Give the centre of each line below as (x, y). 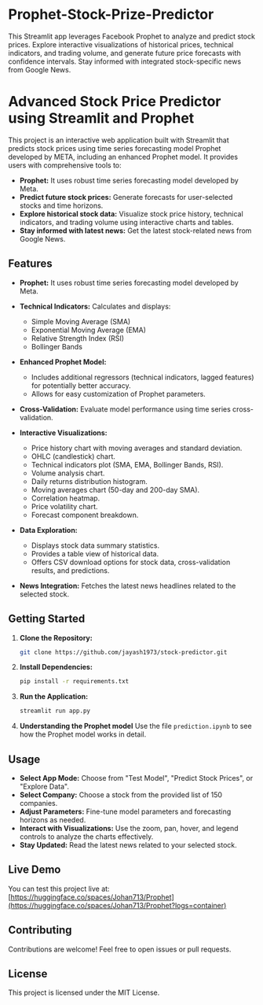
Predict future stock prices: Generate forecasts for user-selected (126, 197)
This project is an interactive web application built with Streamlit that (119, 140)
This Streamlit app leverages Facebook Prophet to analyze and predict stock (131, 36)
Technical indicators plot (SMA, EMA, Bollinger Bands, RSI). (127, 464)
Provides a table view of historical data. (95, 553)
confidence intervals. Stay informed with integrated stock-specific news (125, 61)
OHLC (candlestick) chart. (73, 456)
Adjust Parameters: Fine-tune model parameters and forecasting (125, 811)
